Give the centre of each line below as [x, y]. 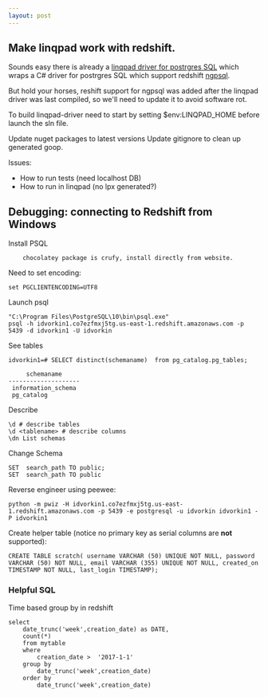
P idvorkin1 [28, 518]
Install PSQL [28, 243]
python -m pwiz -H [39, 504]
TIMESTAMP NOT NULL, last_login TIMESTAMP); [83, 570]
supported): [28, 541]
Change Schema [35, 453]
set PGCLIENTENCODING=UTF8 [53, 288]
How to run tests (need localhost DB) [81, 178]
